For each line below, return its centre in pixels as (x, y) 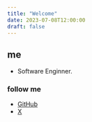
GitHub (28, 104)
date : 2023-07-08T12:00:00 (46, 20)
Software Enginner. (45, 71)
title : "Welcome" (32, 14)
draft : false (26, 26)
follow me (24, 89)
